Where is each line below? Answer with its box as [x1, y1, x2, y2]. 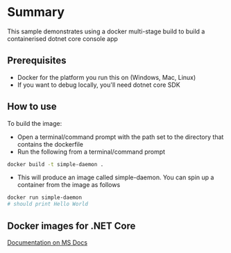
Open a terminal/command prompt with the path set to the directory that [17, 133, 224, 141]
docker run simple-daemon [7, 194, 82, 202]
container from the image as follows [17, 181, 121, 189]
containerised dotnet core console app [7, 34, 118, 42]
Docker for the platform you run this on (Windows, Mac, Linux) [17, 73, 196, 81]
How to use [7, 101, 57, 113]
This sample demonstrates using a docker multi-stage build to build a [7, 27, 205, 35]
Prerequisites [7, 55, 67, 67]
